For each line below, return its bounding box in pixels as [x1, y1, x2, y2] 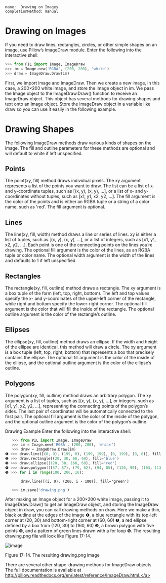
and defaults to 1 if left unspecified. [5, 257, 77, 264]
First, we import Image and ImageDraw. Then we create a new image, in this [5, 80, 160, 86]
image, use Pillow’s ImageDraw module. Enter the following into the [5, 47, 142, 53]
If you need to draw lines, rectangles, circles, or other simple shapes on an [5, 42, 157, 47]
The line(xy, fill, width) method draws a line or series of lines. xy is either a [5, 231, 157, 237]
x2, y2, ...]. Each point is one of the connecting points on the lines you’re [5, 242, 153, 248]
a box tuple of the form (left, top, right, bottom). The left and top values [5, 290, 150, 296]
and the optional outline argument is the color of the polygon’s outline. [5, 418, 148, 424]
